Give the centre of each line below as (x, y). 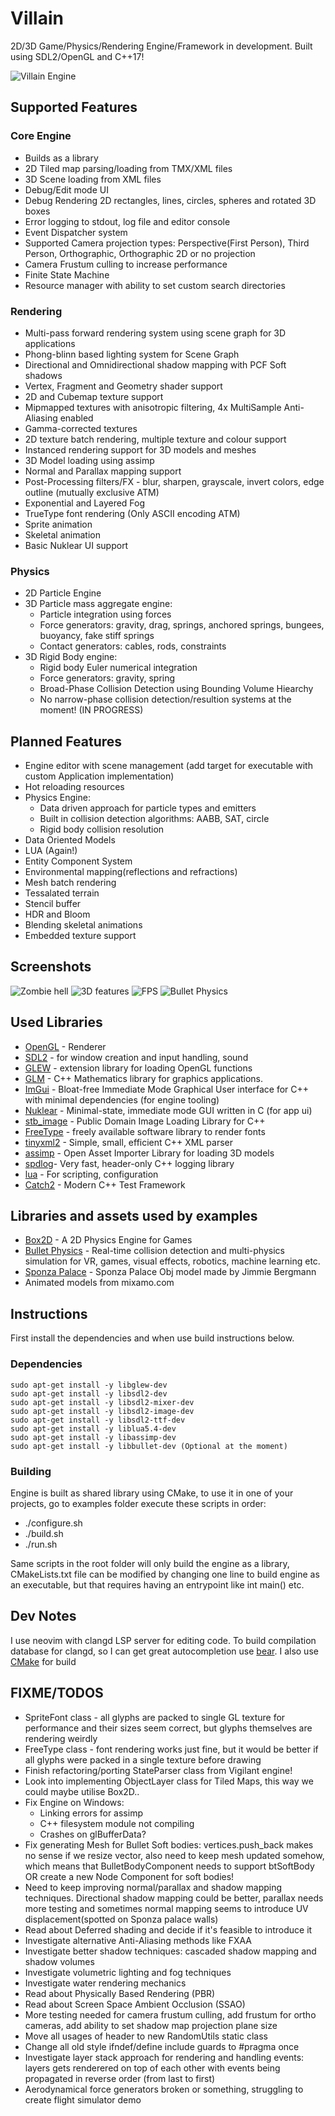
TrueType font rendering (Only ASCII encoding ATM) (132, 513)
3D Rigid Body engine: (71, 657)
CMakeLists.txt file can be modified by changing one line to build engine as (165, 1574)
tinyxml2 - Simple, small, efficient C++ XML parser (128, 1142)
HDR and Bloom (57, 914)
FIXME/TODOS (57, 1693)
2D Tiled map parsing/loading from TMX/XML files (128, 168)
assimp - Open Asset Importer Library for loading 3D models (149, 1153)
